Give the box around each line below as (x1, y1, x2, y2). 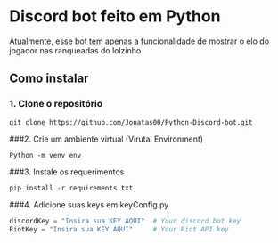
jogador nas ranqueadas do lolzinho (9, 45, 142, 55)
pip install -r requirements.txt (9, 183, 134, 192)
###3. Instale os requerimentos (9, 166, 125, 177)
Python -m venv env (9, 150, 82, 159)
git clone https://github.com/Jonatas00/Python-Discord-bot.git (9, 117, 253, 126)
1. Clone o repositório (9, 98, 103, 110)
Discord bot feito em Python (9, 6, 221, 27)
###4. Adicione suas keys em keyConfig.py (9, 198, 169, 210)
